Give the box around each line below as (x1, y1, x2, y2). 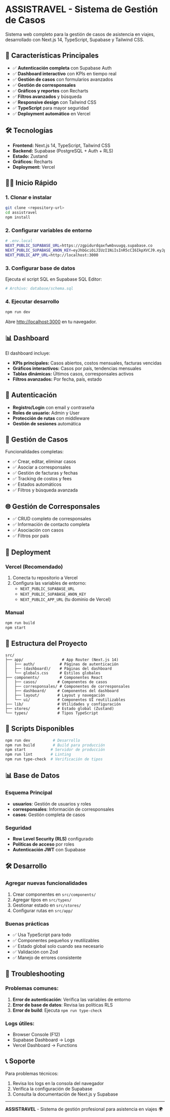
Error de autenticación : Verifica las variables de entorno (12, 996, 131, 1002)
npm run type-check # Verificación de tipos (5, 757, 103, 762)
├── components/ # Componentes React (5, 675, 103, 680)
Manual (5, 609, 24, 616)
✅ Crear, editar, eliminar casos (12, 458, 76, 464)
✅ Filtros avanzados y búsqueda (12, 93, 82, 100)
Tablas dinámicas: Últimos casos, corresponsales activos (12, 370, 134, 377)
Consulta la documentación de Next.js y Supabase (12, 1091, 118, 1097)
